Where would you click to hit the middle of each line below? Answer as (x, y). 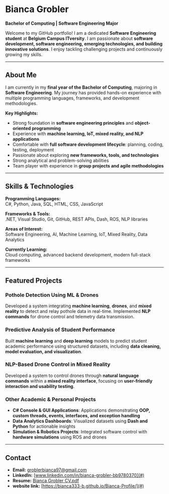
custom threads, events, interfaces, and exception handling (76, 416)
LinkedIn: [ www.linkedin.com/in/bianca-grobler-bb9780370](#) (78, 475)
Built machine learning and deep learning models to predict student (76, 341)
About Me (21, 75)
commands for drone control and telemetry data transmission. (70, 317)
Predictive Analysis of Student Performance (60, 330)
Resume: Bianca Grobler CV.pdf (46, 480)
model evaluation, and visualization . (44, 351)
